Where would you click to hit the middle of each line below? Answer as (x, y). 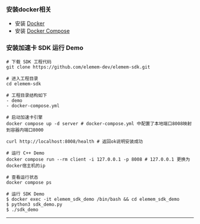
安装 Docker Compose (42, 31)
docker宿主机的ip (26, 166)
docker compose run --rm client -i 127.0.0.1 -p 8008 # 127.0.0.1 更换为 (98, 159)
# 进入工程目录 (22, 79)
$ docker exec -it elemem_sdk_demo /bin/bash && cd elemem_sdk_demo (93, 199)
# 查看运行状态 (22, 177)
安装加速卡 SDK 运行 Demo (45, 48)
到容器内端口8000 (25, 130)
